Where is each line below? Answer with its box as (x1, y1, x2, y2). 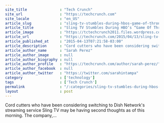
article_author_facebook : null (5, 66, 73, 71)
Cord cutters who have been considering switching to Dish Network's (5, 102, 145, 108)
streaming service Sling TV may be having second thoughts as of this (5, 107, 145, 113)
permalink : (5, 84, 62, 89)
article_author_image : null (5, 52, 73, 58)
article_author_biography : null (5, 57, 73, 62)
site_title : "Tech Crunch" (5, 7, 93, 12)
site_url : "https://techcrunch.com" (5, 12, 117, 17)
